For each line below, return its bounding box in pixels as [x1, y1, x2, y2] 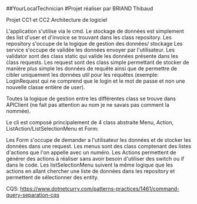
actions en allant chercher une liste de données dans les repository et [6, 168, 175, 175]
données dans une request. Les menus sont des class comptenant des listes [6, 143, 192, 149]
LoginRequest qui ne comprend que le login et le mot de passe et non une [6, 77, 185, 84]
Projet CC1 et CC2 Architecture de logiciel [6, 16, 108, 23]
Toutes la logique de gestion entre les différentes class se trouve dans [6, 95, 176, 102]
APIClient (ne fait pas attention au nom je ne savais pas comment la [6, 101, 169, 108]
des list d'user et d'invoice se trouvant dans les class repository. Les [6, 34, 172, 40]
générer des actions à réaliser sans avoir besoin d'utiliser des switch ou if [6, 155, 184, 162]
